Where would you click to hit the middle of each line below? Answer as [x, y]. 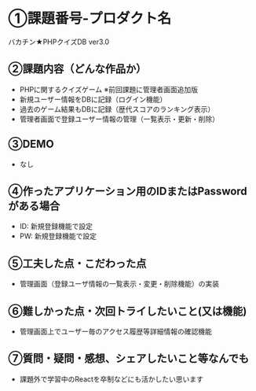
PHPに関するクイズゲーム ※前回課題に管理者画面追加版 [109, 89]
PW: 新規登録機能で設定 [58, 236]
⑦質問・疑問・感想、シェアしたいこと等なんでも [129, 358]
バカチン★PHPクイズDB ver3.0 [59, 42]
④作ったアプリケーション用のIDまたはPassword [128, 191]
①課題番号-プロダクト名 [90, 18]
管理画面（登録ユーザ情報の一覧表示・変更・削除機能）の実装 [119, 284]
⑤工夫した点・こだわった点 [77, 263]
